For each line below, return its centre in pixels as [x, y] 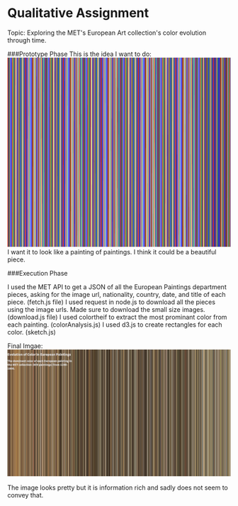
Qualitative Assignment [78, 13]
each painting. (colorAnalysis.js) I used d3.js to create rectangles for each [115, 325]
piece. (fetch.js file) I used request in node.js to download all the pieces [112, 302]
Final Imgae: [25, 346]
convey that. [25, 495]
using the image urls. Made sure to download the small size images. [106, 310]
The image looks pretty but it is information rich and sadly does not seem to [118, 488]
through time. [27, 40]
